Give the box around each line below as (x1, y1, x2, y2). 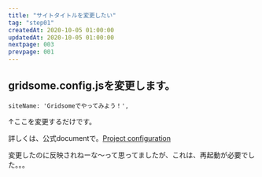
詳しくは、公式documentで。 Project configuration (8, 133, 172, 142)
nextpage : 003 (8, 41, 55, 49)
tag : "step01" (8, 19, 55, 27)
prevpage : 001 (8, 48, 55, 56)
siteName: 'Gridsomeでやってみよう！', (8, 101, 129, 110)
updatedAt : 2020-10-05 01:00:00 (8, 33, 114, 42)
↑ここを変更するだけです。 (8, 116, 97, 126)
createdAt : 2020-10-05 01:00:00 (8, 26, 114, 34)
